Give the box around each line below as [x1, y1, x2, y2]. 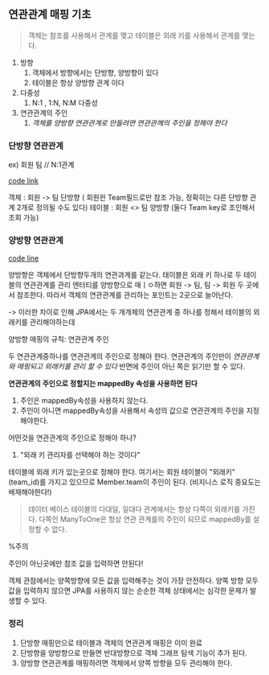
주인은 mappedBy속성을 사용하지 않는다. [19, 396, 149, 405]
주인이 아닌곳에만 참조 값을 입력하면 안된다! [8, 558, 144, 569]
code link [8, 176, 39, 186]
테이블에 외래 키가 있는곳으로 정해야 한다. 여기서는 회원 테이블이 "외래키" [8, 467, 235, 477]
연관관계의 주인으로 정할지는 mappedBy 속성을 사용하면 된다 [8, 379, 198, 389]
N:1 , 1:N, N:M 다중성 [31, 97, 98, 107]
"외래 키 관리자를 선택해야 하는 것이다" [19, 450, 141, 460]
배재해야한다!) [8, 488, 52, 497]
